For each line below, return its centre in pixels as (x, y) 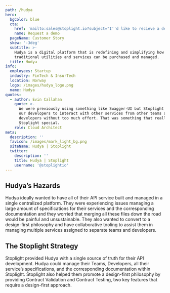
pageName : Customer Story (37, 38)
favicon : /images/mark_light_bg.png (48, 142)
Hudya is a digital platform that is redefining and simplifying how (89, 52)
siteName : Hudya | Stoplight (40, 146)
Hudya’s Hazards (33, 185)
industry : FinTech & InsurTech (43, 76)
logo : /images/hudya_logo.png (41, 85)
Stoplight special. (39, 123)
